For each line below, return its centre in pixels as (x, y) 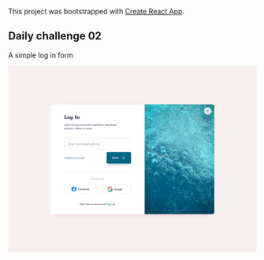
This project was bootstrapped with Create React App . (97, 11)
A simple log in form (41, 55)
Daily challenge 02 (55, 36)
